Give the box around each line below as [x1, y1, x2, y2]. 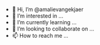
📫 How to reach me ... [12, 32, 68, 39]
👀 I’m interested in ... [12, 12, 64, 19]
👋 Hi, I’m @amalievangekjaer [12, 6, 84, 13]
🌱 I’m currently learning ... [12, 19, 77, 26]
